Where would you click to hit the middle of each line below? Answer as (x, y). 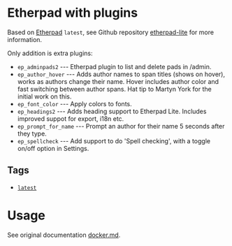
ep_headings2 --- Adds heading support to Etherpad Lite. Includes (112, 111)
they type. (32, 133)
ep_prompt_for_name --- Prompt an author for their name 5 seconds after (121, 126)
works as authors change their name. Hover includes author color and (118, 81)
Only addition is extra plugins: (50, 53)
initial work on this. (44, 96)
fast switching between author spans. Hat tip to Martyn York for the (114, 89)
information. (25, 39)
